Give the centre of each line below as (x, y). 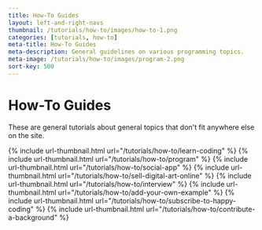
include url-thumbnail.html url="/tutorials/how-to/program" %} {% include (128, 159)
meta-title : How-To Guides (52, 45)
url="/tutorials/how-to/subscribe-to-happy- (165, 200)
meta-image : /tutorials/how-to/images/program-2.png (96, 60)
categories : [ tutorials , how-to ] (63, 37)
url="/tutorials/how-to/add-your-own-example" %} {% (146, 192)
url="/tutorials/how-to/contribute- (200, 209)
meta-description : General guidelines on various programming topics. (126, 52)
